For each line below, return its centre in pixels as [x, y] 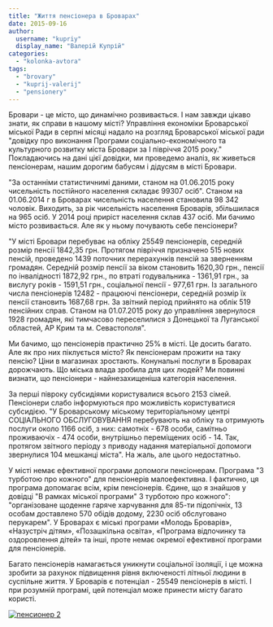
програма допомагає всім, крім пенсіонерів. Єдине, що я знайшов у [127, 488]
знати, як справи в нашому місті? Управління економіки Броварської [129, 124]
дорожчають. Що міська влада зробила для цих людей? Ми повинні [127, 370]
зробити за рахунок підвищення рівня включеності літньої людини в [127, 573]
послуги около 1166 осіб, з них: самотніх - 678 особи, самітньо [118, 429]
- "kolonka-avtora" [49, 62]
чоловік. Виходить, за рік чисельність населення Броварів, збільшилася [134, 208]
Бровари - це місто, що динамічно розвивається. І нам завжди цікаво [130, 115]
